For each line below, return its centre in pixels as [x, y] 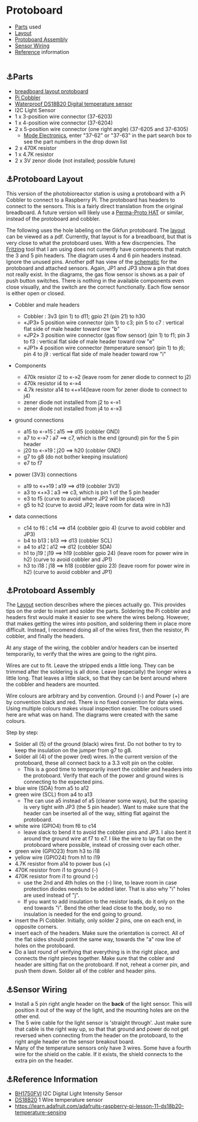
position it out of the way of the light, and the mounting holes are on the [102, 1010]
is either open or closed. [36, 293]
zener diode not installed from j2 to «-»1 [72, 402]
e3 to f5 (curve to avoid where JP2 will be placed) [84, 498]
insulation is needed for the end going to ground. [83, 914]
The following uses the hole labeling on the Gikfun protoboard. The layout [96, 230]
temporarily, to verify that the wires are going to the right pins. [82, 654]
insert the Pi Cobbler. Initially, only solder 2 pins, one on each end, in [98, 920]
